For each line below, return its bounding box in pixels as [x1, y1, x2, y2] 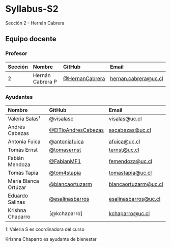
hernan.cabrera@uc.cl [110, 75, 163, 82]
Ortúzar [8, 184, 26, 191]
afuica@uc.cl [108, 138, 140, 145]
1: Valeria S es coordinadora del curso [5, 226, 85, 232]
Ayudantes [5, 93, 33, 100]
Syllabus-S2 [5, 3, 59, 15]
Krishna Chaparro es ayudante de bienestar [5, 236, 97, 242]
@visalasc [49, 115, 74, 122]
